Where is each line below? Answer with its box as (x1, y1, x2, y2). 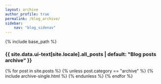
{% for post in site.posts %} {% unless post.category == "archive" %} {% (5, 68, 154, 74)
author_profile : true (5, 12, 50, 17)
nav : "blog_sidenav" (14, 25, 56, 30)
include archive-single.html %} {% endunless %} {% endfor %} (5, 73, 133, 79)
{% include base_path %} (5, 39, 57, 44)
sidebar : (5, 21, 23, 26)
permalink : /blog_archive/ (5, 16, 60, 21)
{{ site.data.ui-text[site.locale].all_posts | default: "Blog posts (5, 51, 157, 58)
